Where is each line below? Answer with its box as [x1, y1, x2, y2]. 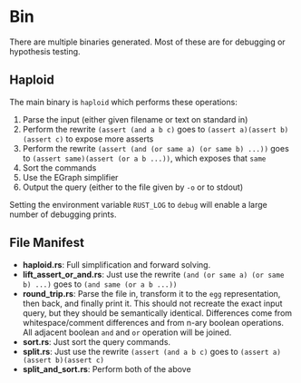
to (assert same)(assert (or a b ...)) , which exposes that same [22, 152, 267, 163]
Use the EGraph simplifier [22, 172, 119, 182]
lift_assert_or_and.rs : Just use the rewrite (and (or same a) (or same [22, 269, 285, 280]
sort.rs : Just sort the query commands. [22, 336, 170, 347]
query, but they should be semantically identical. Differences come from [22, 307, 293, 319]
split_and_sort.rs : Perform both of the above [22, 363, 192, 374]
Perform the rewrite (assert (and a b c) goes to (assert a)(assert [22, 123, 277, 134]
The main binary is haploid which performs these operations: [9, 96, 238, 107]
